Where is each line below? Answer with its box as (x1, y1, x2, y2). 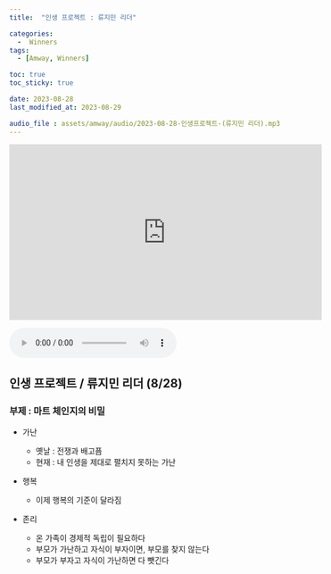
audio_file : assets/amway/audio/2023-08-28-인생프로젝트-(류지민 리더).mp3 (9, 119, 281, 128)
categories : (9, 29, 54, 38)
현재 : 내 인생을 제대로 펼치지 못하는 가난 (35, 457, 177, 468)
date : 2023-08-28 (9, 95, 74, 104)
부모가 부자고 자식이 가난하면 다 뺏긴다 (35, 555, 170, 566)
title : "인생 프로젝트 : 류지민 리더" (9, 12, 137, 22)
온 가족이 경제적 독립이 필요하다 (35, 533, 145, 544)
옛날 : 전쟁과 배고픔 (35, 445, 103, 456)
